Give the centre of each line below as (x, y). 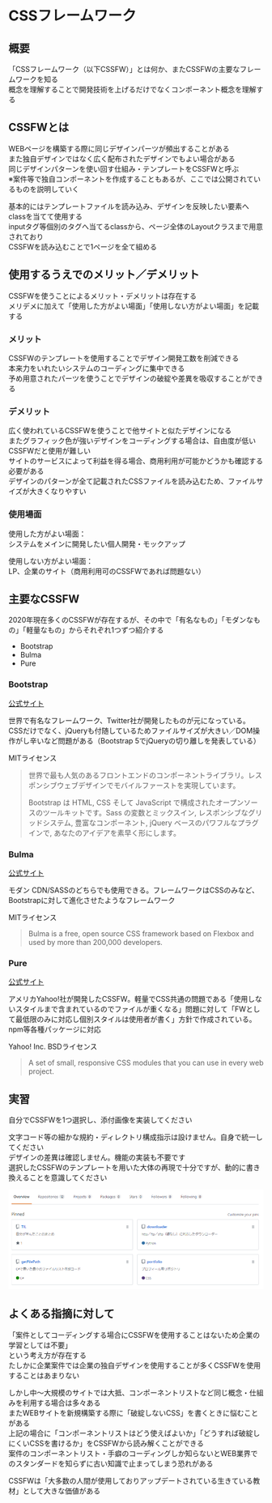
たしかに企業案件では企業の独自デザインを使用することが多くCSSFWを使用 (135, 1365)
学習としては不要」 (40, 1345)
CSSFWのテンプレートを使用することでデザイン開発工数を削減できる (124, 358)
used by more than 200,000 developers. (96, 942)
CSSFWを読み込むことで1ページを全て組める (83, 246)
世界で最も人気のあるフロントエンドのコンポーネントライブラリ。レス (145, 775)
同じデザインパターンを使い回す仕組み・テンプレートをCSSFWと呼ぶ (124, 168)
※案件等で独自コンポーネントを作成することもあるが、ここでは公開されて (131, 179)
